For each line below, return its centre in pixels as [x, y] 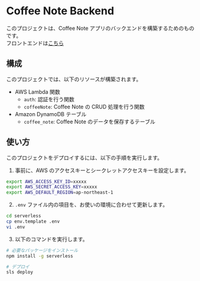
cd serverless [24, 216]
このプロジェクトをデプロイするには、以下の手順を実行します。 [84, 157]
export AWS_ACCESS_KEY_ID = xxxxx [46, 182]
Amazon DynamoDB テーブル [50, 114]
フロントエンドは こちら [35, 43]
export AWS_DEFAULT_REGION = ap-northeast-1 [60, 193]
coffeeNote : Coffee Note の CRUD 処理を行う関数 [84, 107]
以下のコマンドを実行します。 [51, 239]
